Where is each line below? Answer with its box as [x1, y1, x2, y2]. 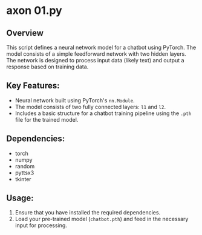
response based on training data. [6, 63, 89, 70]
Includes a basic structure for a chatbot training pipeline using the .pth [15, 110, 192, 117]
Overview [6, 28, 44, 38]
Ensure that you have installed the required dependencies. [15, 209, 161, 216]
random [15, 162, 35, 170]
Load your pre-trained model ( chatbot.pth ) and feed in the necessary [15, 216, 189, 223]
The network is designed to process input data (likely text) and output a [6, 57, 184, 64]
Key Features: [6, 81, 60, 91]
